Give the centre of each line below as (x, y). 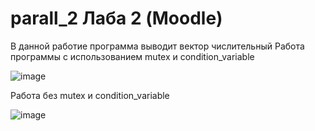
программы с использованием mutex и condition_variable (132, 56)
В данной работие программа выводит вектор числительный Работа (157, 46)
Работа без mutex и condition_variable (90, 95)
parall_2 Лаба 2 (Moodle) (116, 18)
